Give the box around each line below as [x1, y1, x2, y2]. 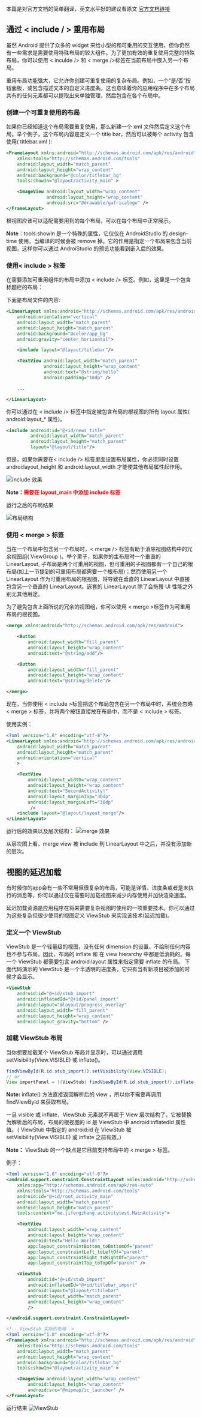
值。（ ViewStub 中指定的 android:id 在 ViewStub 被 [6, 1126, 132, 1133]
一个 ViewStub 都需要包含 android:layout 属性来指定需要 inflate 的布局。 [6, 958, 184, 965]
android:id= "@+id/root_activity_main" [17, 1193, 114, 1199]
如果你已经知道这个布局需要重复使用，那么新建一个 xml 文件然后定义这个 [6, 123, 186, 130]
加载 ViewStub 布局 [6, 1034, 63, 1042]
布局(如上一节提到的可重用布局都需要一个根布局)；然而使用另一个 [6, 568, 167, 575]
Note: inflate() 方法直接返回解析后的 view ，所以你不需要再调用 [6, 1091, 162, 1098]
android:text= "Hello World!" [28, 1238, 100, 1244]
